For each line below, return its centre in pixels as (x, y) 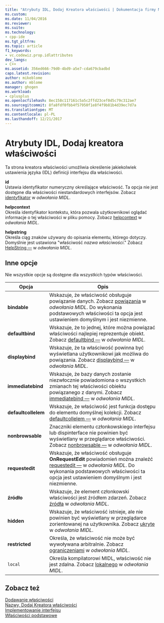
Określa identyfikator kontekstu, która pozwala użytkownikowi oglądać (76, 212)
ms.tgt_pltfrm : (20, 42)
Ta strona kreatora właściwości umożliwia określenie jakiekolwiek (71, 167)
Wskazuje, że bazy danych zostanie (91, 374)
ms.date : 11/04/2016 (26, 19)
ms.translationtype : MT (29, 110)
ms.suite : (15, 28)
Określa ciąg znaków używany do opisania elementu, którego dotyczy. (76, 237)
